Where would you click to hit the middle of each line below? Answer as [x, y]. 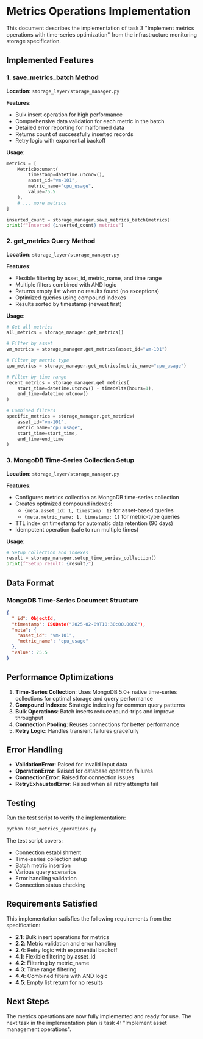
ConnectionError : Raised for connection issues [75, 777]
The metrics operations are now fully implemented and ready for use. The [99, 1016]
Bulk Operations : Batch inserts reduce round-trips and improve [95, 711]
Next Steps [28, 1002]
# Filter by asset [30, 344]
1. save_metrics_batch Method [52, 77]
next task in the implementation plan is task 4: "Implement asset [87, 1023]
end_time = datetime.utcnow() [53, 394]
